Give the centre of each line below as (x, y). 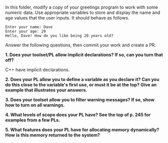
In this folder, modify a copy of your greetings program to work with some (82, 7)
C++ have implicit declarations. (37, 70)
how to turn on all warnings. (35, 105)
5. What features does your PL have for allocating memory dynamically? (82, 130)
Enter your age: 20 (26, 31)
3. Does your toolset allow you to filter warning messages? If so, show (80, 100)
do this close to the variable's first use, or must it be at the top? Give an (81, 85)
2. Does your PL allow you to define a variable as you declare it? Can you (82, 79)
